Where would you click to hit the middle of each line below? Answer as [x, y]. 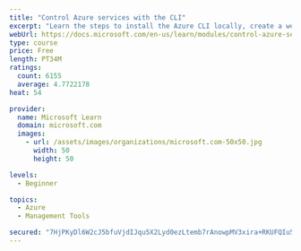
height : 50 [53, 159]
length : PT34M [36, 59]
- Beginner [38, 183]
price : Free [31, 51]
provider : [28, 108]
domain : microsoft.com [60, 125]
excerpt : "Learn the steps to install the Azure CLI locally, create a [146, 26]
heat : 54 [26, 92]
